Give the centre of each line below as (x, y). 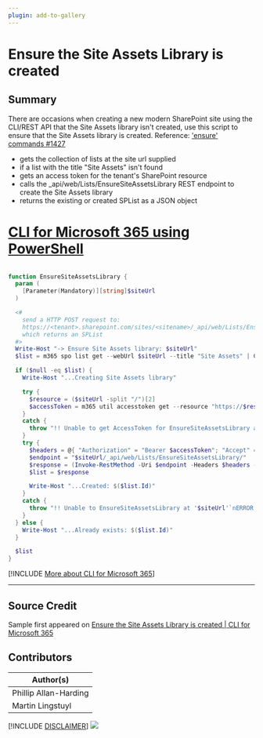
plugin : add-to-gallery (47, 15)
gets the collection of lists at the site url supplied (97, 158)
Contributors (40, 658)
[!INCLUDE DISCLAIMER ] (49, 725)
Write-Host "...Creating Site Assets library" (99, 378)
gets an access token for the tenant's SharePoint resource (113, 175)
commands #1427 (37, 144)
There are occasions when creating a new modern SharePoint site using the (130, 118)
